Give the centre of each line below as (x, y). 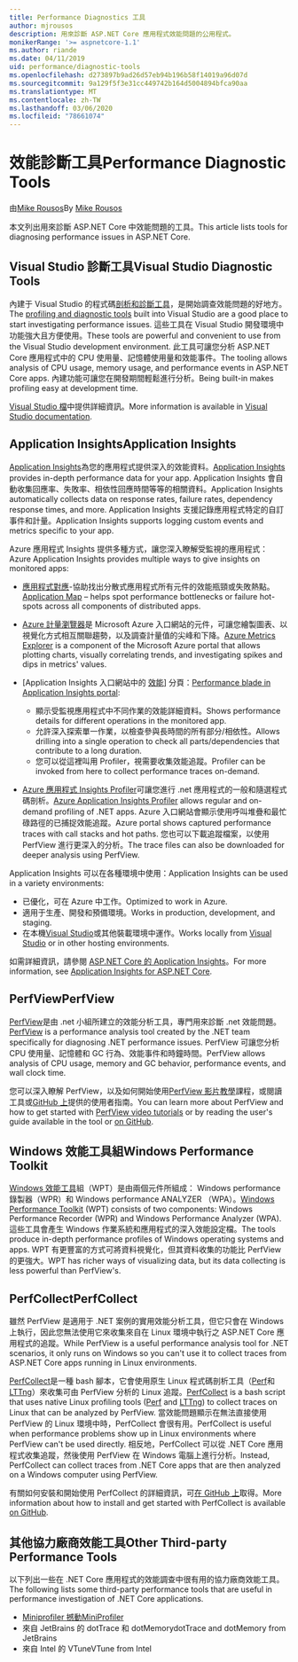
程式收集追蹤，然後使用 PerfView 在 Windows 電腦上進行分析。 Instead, (140, 1455)
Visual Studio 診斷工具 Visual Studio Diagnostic (141, 267)
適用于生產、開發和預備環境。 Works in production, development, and (149, 912)
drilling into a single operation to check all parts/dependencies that (157, 741)
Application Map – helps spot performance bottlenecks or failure (140, 596)
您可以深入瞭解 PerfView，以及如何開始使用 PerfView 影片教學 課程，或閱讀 (146, 1091)
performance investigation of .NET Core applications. (106, 1598)
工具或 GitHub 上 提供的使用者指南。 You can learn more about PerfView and (146, 1101)
